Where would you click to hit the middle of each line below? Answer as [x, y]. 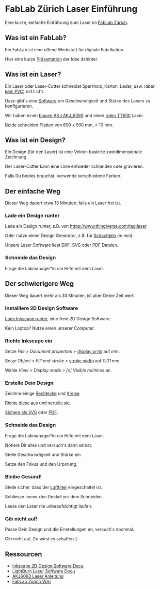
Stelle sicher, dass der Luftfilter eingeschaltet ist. [54, 487]
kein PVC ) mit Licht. [25, 91]
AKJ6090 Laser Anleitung [38, 576]
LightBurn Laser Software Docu [43, 571]
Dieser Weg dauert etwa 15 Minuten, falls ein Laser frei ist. [63, 203]
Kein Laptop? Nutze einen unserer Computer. [50, 328]
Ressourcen [24, 554]
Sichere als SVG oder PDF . [32, 412]
